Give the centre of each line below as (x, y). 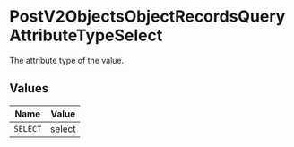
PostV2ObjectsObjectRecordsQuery (147, 17)
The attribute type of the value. (67, 60)
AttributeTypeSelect (86, 35)
